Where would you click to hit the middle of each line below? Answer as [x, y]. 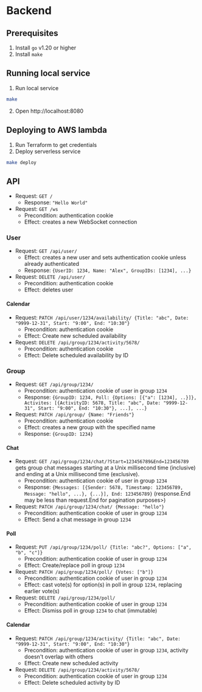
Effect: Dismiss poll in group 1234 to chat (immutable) [91, 611]
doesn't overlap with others [58, 657]
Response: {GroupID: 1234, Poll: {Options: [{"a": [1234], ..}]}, [110, 397]
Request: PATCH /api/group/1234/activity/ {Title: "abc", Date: [98, 638]
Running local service [48, 73]
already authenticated [52, 264]
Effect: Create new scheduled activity [71, 663]
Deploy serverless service [48, 151]
